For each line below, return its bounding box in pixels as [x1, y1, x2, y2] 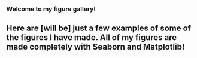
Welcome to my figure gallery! [6, 5, 96, 13]
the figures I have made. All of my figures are [6, 32, 177, 43]
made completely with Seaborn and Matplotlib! [6, 42, 185, 52]
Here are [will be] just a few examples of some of [6, 23, 192, 33]
